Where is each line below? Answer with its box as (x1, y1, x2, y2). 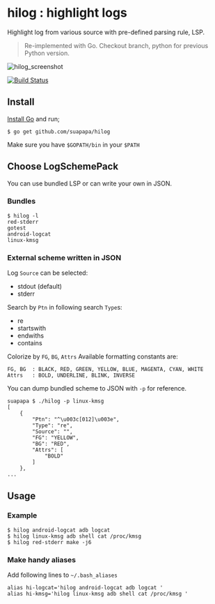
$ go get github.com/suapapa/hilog (7, 128, 111, 135)
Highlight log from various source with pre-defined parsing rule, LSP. (7, 28, 205, 36)
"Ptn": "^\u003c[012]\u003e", (32, 416, 120, 423)
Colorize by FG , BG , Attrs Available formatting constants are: (7, 352, 179, 361)
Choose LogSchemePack (7, 160, 119, 172)
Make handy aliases (7, 554, 77, 564)
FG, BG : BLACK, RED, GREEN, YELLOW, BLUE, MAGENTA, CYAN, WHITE (7, 366, 204, 373)
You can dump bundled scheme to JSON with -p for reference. (7, 384, 186, 393)
